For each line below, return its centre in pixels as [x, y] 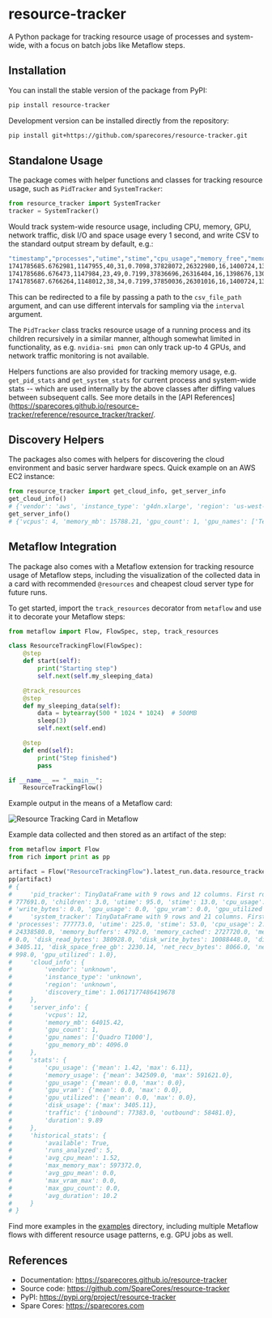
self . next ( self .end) [72, 729]
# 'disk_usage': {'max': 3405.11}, [83, 1106]
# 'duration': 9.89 [56, 1120]
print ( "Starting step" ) [77, 669]
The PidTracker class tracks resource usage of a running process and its [130, 330]
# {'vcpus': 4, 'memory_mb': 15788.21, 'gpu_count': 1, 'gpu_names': [128, 521]
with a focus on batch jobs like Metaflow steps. [106, 45]
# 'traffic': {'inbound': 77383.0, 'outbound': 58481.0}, [123, 1113]
